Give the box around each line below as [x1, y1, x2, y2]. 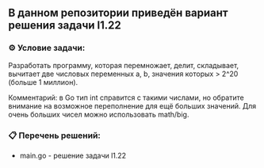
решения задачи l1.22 [8, 19, 121, 32]
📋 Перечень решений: [8, 130, 101, 141]
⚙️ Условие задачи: [8, 43, 86, 54]
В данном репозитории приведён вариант [8, 6, 228, 20]
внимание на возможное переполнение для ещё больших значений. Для [8, 101, 257, 110]
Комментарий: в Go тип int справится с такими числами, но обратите [8, 93, 244, 102]
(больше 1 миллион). [8, 77, 78, 86]
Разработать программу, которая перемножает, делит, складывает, [8, 60, 239, 70]
